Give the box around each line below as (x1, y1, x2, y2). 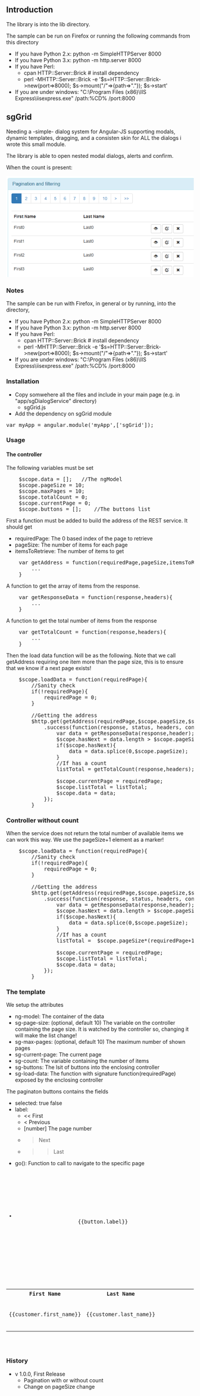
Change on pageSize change (23, 1383, 95, 1390)
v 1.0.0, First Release (14, 1370, 65, 1377)
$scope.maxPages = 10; (18, 487, 85, 494)
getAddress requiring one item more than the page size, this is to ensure (6, 658, 183, 665)
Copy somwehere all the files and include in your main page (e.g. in (14, 391, 180, 398)
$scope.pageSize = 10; (18, 481, 85, 488)
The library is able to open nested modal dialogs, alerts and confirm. (6, 152, 174, 159)
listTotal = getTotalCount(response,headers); (56, 765, 195, 772)
